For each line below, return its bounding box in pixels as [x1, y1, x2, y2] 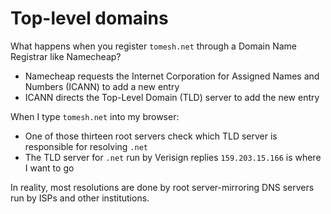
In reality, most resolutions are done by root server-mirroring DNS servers [10, 181, 315, 193]
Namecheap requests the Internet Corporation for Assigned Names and [24, 70, 320, 82]
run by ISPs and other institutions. [10, 192, 150, 204]
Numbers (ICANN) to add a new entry [24, 80, 180, 92]
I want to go [24, 162, 75, 174]
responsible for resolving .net [24, 140, 148, 152]
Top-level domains [10, 7, 169, 30]
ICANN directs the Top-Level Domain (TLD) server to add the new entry [24, 91, 320, 103]
